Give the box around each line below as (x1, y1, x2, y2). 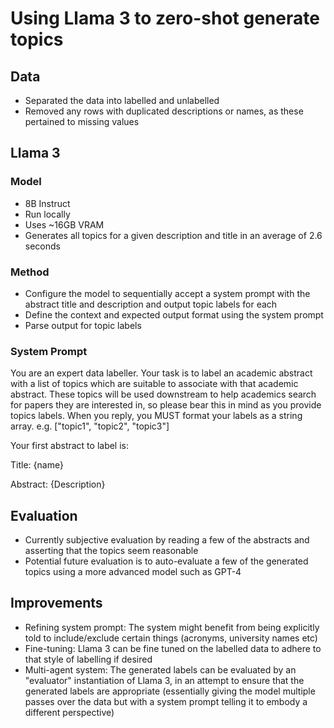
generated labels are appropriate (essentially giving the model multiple (24, 685, 316, 697)
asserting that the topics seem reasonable (24, 545, 199, 557)
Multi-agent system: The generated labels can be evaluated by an (24, 663, 297, 676)
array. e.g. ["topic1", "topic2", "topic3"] (10, 420, 170, 432)
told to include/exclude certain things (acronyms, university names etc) (24, 632, 318, 644)
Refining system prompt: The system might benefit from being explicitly (24, 621, 320, 633)
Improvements (10, 595, 103, 612)
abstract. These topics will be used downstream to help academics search (10, 388, 317, 401)
